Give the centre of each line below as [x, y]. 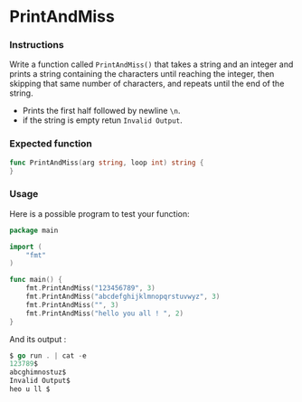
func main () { [36, 280]
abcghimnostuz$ [38, 372]
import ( [26, 247]
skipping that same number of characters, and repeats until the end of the [147, 84]
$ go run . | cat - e [48, 355]
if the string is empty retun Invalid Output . [102, 120]
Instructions [37, 45]
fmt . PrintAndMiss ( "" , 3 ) [72, 304]
